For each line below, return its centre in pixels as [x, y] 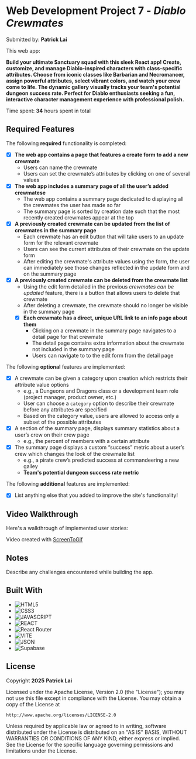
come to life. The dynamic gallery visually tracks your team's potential [93, 87]
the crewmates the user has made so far [72, 205]
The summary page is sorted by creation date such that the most [102, 211]
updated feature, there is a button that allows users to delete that [102, 293]
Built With [24, 590]
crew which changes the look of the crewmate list [75, 454]
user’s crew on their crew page [52, 435]
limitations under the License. [42, 751]
